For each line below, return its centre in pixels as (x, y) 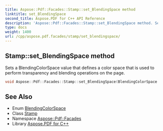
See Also (19, 96)
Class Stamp (25, 114)
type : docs (16, 28)
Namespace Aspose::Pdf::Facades (47, 118)
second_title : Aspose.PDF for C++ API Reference (55, 18)
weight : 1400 (18, 32)
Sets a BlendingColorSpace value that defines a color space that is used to (80, 68)
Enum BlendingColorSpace (39, 108)
